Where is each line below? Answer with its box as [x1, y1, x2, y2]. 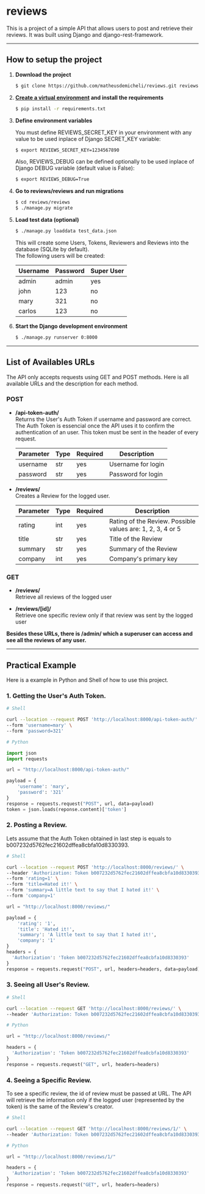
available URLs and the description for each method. [6, 380, 138, 387]
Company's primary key [109, 554, 178, 563]
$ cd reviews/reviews [15, 199, 70, 206]
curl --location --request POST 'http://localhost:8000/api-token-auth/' [6, 717, 198, 723]
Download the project [15, 70, 71, 78]
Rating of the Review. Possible [109, 516, 196, 525]
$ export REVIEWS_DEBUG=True [15, 176, 90, 183]
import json [6, 750, 37, 756]
